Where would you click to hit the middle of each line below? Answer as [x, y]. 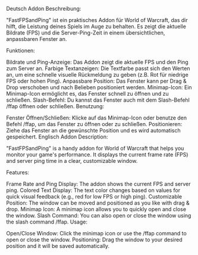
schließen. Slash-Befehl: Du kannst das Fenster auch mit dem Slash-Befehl [98, 100]
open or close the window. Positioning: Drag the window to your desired [94, 240]
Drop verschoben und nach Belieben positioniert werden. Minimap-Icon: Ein [99, 87]
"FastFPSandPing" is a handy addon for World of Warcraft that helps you [95, 148]
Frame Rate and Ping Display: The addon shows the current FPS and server [98, 184]
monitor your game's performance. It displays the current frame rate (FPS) [97, 155]
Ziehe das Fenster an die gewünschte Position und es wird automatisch [93, 130]
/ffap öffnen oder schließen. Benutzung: [55, 106]
